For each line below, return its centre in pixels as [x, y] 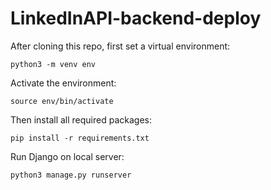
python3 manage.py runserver [71, 175]
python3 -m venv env [53, 64]
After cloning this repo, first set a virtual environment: [120, 46]
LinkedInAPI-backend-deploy [136, 18]
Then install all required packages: [81, 119]
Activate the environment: [63, 83]
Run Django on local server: [67, 156]
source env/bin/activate [62, 101]
